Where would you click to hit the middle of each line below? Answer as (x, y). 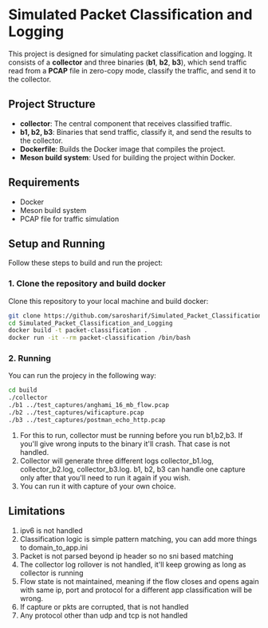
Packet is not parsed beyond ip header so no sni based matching (126, 555)
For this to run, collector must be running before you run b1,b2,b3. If (131, 435)
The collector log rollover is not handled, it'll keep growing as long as (133, 564)
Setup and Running (57, 244)
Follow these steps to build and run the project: (86, 263)
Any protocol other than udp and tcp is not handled (104, 615)
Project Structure (52, 104)
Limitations (37, 511)
